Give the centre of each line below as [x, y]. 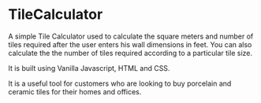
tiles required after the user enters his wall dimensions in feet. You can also [130, 44]
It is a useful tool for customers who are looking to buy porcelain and [120, 83]
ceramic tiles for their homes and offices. [75, 91]
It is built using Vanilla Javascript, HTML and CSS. [89, 68]
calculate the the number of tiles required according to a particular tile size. [130, 53]
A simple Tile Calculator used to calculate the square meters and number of [131, 36]
